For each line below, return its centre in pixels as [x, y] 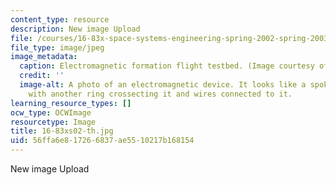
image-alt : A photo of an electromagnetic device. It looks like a [163, 85]
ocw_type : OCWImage [51, 112]
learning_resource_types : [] [71, 103]
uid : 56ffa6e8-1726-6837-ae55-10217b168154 [102, 141]
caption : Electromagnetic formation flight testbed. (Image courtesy [167, 66]
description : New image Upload [75, 29]
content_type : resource [60, 19]
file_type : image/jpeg [57, 47]
